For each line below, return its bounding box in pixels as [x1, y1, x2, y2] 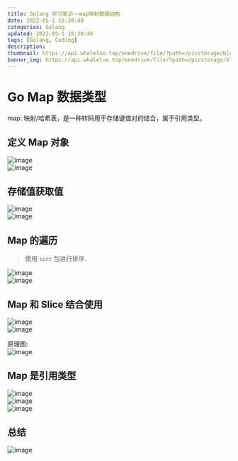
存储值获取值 [7, 185, 64, 197]
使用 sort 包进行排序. [24, 255, 87, 263]
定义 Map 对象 [7, 136, 69, 148]
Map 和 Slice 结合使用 [7, 298, 103, 310]
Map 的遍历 [7, 234, 58, 246]
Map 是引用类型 [7, 370, 76, 382]
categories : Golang [7, 23, 65, 30]
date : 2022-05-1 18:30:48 [7, 17, 84, 24]
